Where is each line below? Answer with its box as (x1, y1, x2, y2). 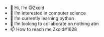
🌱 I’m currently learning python (10, 15, 74, 21)
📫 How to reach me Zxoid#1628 (10, 26, 77, 32)
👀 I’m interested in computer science (10, 10, 86, 16)
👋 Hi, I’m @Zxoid (10, 5, 45, 10)
